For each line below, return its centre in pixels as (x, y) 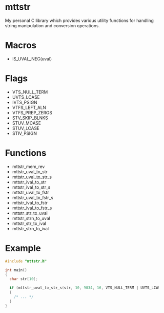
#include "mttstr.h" (26, 261)
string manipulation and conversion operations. (52, 25)
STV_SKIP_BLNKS (30, 118)
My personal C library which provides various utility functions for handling (79, 20)
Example (23, 248)
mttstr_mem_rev (28, 166)
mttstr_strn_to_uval (31, 218)
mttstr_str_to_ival (29, 223)
